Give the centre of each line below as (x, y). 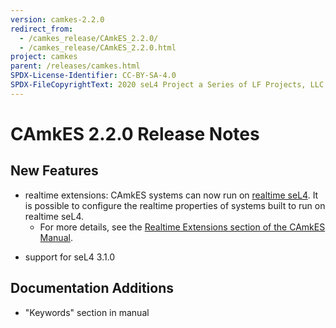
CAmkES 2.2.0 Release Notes (135, 133)
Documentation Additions (92, 288)
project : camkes (44, 57)
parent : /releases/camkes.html (75, 66)
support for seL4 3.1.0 (70, 257)
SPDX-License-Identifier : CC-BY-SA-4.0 (93, 76)
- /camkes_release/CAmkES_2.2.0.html (98, 47)
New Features (54, 171)
